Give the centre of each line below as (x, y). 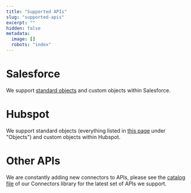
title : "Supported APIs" (37, 12)
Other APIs (33, 161)
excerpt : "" (21, 22)
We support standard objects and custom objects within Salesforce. (88, 90)
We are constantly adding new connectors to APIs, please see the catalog (96, 177)
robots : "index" (31, 45)
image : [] (23, 39)
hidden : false (24, 28)
